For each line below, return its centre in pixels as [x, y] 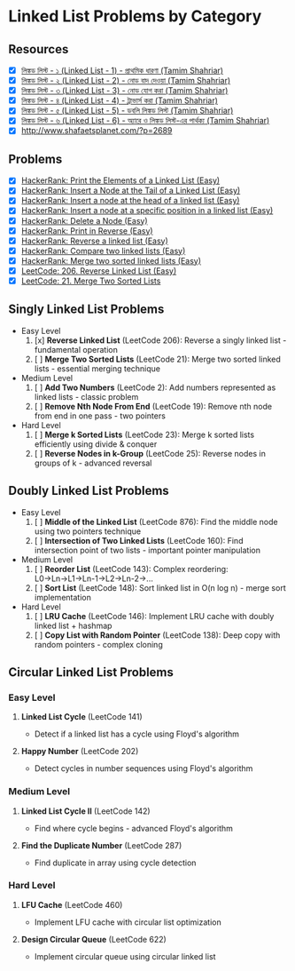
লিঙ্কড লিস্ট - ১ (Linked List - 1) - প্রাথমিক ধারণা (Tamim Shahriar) [122, 70]
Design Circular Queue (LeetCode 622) [94, 939]
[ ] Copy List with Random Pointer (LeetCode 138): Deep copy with [157, 635]
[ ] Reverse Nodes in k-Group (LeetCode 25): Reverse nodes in [150, 453]
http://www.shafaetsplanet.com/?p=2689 [97, 131]
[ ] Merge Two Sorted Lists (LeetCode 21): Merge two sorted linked [157, 359]
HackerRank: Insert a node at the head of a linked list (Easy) [130, 201]
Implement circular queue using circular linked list [125, 956]
